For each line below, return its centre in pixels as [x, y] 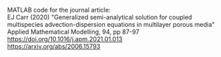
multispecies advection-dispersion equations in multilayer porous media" [111, 24]
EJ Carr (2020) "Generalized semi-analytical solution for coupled [99, 17]
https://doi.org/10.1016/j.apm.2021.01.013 [65, 39]
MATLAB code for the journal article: [59, 10]
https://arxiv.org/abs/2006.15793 [54, 46]
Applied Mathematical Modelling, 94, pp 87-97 [73, 32]
